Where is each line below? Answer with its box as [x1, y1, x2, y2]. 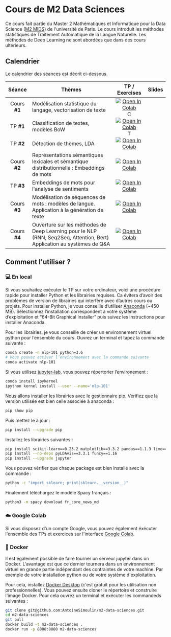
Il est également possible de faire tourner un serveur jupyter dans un [5, 555, 149, 561]
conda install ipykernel [5, 379, 58, 384]
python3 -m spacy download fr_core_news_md [5, 499, 99, 505]
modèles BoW [32, 126, 65, 133]
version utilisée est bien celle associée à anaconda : [5, 398, 115, 404]
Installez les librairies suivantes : [5, 436, 73, 443]
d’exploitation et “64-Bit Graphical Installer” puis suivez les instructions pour [5, 314, 165, 320]
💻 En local [5, 274, 32, 281]
